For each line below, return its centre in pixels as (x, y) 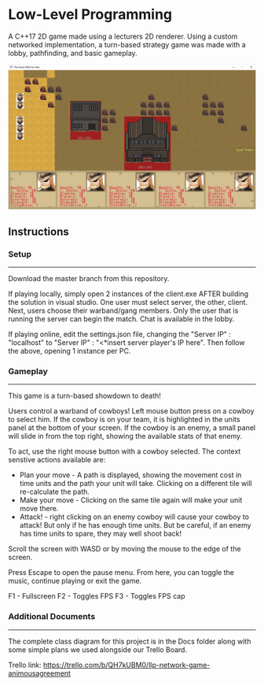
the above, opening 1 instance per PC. (70, 350)
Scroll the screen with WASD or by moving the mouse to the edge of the (125, 549)
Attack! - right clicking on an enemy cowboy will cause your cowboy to (134, 517)
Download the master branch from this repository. (89, 278)
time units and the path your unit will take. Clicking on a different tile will (136, 484)
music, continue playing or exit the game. (75, 581)
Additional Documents (52, 617)
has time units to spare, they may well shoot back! (101, 534)
